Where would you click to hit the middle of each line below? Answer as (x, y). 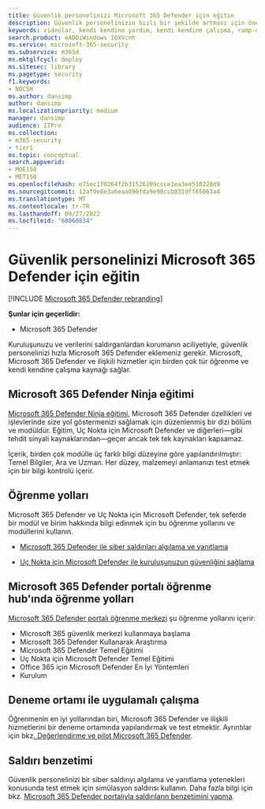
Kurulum (33, 675)
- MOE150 (22, 170)
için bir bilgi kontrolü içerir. (51, 470)
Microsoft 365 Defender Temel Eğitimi (81, 650)
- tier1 (21, 148)
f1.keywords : (30, 81)
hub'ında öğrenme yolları (71, 599)
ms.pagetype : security (45, 74)
